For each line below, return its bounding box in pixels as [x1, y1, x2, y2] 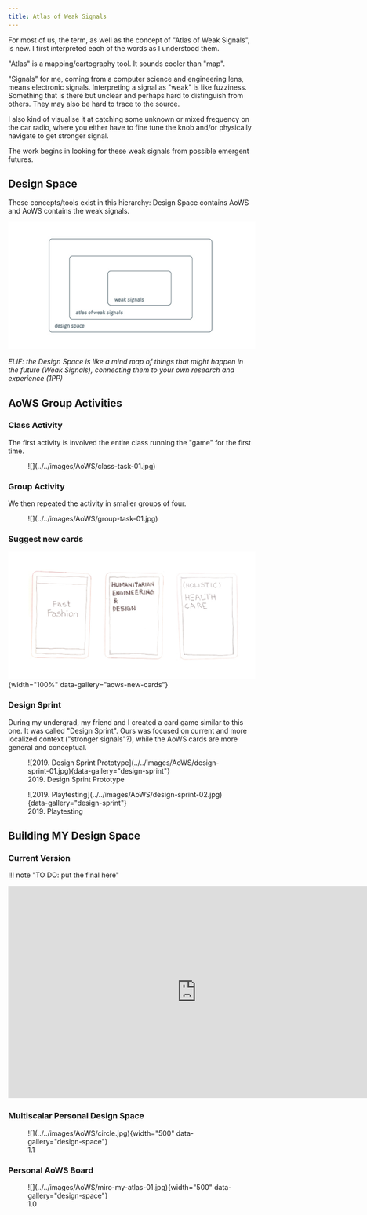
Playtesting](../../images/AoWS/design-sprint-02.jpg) [51, 789, 223, 799]
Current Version [8, 852, 71, 863]
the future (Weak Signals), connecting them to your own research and [8, 365, 235, 375]
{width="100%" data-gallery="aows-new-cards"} [8, 680, 169, 690]
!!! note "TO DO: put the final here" [8, 870, 120, 880]
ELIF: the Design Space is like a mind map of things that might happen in [8, 357, 244, 367]
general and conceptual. [8, 742, 87, 752]
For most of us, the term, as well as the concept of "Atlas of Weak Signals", [8, 35, 250, 45]
